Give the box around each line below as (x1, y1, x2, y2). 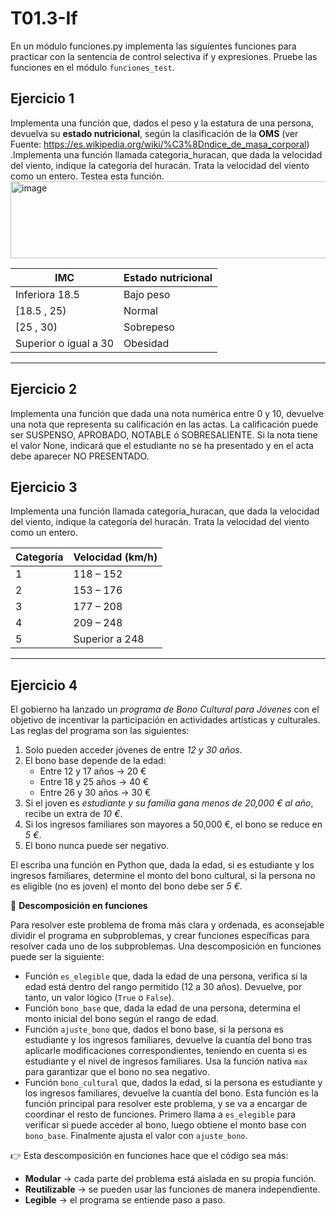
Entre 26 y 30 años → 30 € (39, 787, 152, 799)
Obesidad (123, 336, 170, 350)
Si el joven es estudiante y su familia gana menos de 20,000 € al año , (24, 797, 314, 809)
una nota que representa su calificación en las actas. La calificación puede (10, 418, 319, 430)
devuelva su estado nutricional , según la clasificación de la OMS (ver (10, 127, 299, 139)
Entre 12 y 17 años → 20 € (39, 765, 147, 777)
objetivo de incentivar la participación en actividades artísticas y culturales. (10, 714, 321, 726)
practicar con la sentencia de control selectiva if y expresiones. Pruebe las (10, 50, 318, 62)
